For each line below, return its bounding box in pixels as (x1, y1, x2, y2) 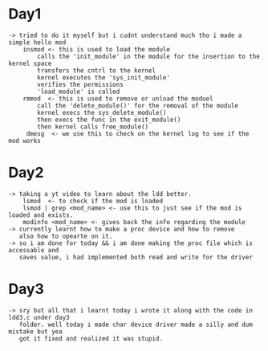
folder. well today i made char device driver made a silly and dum (18, 320, 253, 329)
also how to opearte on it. (18, 232, 113, 240)
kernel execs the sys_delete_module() (37, 108, 167, 116)
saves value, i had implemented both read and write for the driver (18, 253, 253, 261)
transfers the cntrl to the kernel (37, 66, 156, 75)
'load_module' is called (37, 88, 120, 96)
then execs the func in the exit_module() (37, 116, 181, 124)
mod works (8, 137, 42, 145)
